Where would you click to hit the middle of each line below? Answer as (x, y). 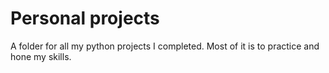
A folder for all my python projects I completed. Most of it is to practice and (165, 46)
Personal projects (85, 18)
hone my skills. (41, 56)
